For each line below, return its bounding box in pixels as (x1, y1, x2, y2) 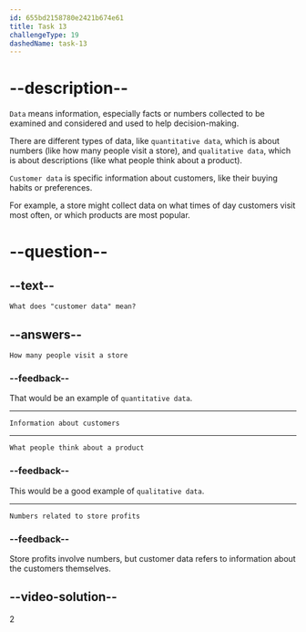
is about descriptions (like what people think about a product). (9, 155, 243, 166)
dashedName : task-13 (9, 38, 88, 48)
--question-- (9, 242, 108, 263)
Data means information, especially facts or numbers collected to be (9, 109, 266, 119)
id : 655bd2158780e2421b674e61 (9, 13, 125, 23)
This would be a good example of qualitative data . (9, 485, 205, 496)
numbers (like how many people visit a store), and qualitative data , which (9, 145, 291, 156)
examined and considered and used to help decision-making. (9, 118, 240, 129)
